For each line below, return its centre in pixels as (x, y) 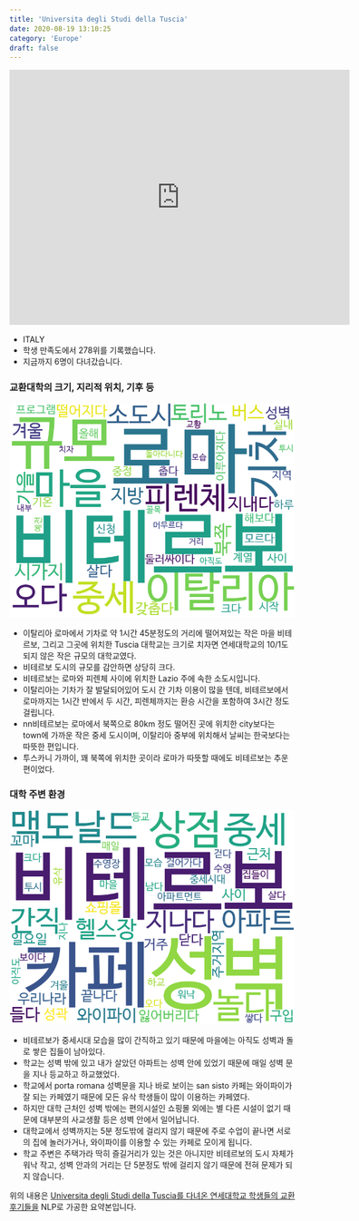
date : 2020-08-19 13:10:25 (60, 29)
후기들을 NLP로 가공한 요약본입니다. (73, 1206)
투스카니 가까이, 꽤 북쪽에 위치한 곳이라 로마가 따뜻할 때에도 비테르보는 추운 (155, 757)
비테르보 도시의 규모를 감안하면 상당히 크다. (99, 667)
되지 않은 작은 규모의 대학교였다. (79, 655)
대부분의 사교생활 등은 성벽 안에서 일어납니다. (119, 1119)
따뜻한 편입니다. (50, 746)
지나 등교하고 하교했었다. (76, 1074)
